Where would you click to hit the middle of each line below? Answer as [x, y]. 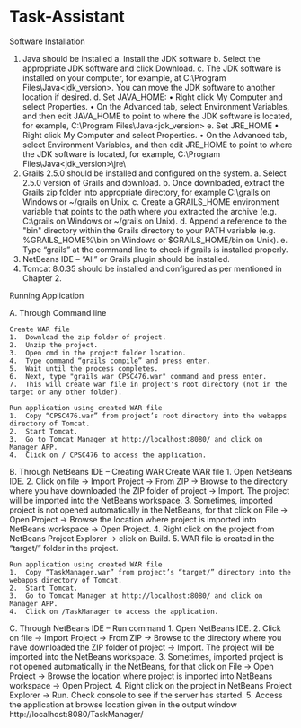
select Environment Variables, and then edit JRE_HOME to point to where [157, 145]
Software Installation [47, 41]
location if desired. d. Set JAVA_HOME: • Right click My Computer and [152, 97]
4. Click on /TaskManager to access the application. [114, 611]
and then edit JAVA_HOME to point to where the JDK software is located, [157, 116]
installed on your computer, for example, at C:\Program [124, 77]
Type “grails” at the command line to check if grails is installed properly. [155, 250]
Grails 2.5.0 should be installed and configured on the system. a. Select [154, 173]
